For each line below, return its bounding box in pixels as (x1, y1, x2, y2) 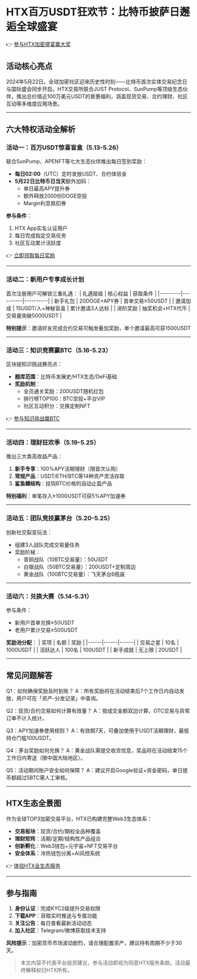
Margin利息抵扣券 (23, 200, 66, 207)
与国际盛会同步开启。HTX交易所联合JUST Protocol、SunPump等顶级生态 (6, 85, 183, 92)
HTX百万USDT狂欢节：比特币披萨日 (6, 5, 180, 19)
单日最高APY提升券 (23, 185, 70, 192)
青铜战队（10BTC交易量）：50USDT (23, 556, 108, 563)
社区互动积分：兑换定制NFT (23, 403, 91, 410)
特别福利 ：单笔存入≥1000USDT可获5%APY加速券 (6, 492, 126, 499)
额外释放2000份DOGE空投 (23, 192, 87, 200)
